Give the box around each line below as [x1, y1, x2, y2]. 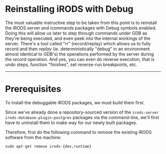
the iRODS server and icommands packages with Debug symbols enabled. [5, 25, 157, 31]
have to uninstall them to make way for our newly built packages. [5, 120, 137, 125]
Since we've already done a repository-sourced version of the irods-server [5, 109, 159, 115]
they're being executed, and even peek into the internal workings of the [5, 35, 151, 41]
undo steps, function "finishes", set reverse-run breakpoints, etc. [5, 62, 137, 67]
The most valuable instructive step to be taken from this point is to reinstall [5, 20, 157, 26]
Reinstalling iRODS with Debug [5, 3, 133, 15]
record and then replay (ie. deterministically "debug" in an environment [5, 46, 150, 52]
